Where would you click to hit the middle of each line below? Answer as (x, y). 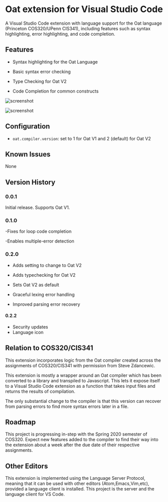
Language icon (28, 332)
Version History (30, 182)
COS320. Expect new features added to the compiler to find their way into (82, 440)
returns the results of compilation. (40, 391)
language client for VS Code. (35, 494)
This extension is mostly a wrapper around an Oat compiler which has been (83, 375)
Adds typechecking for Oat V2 (44, 275)
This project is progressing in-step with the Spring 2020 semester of (76, 434)
